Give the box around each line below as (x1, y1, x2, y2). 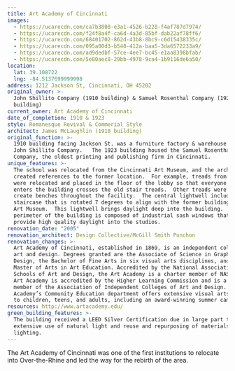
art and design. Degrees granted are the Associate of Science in (13, 251, 211, 258)
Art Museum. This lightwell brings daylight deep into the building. (13, 206, 224, 213)
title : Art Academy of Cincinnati (7, 10, 108, 17)
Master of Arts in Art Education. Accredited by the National (13, 264, 199, 271)
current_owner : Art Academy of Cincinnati (7, 108, 133, 115)
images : (7, 17, 30, 24)
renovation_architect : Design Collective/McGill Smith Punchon (7, 232, 196, 239)
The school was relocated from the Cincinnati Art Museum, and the (13, 166, 215, 174)
